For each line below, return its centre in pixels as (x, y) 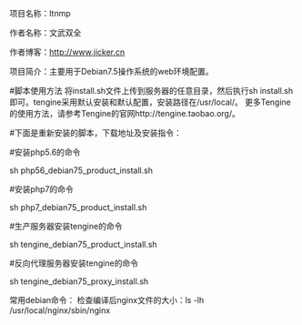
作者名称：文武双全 (45, 33)
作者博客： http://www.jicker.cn (67, 52)
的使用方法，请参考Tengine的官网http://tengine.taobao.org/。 (125, 113)
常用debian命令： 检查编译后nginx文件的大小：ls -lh (107, 300)
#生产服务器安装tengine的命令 (66, 226)
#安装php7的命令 (42, 189)
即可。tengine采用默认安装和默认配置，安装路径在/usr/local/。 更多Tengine (150, 102)
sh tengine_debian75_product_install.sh (83, 244)
